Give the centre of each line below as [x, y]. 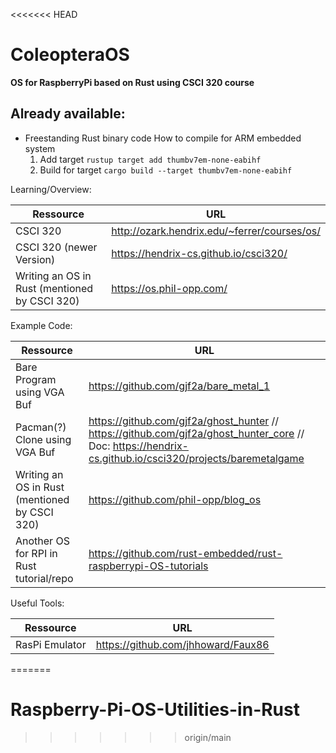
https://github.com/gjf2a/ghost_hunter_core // [196, 433]
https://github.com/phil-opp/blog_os [175, 499]
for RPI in [36, 553]
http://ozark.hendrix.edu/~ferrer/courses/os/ [216, 231]
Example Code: [41, 325]
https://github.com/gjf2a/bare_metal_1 [179, 386]
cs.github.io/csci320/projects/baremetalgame [196, 458]
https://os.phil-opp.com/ [169, 288]
